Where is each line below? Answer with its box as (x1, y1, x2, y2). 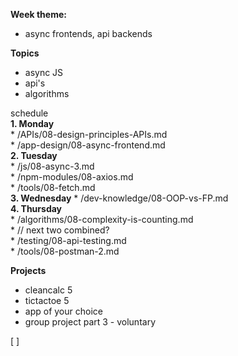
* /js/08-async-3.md (10, 160, 95, 172)
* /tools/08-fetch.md (10, 182, 96, 193)
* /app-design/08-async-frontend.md (10, 139, 166, 151)
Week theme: (10, 9, 67, 20)
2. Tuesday (10, 150, 58, 161)
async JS (24, 67, 64, 78)
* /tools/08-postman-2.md (10, 245, 120, 257)
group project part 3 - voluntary (24, 316, 157, 328)
